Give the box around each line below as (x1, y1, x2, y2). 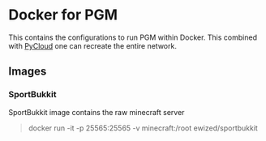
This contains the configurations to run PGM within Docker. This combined (8, 32, 258, 42)
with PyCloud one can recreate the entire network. (8, 41, 177, 50)
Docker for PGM (8, 6, 118, 24)
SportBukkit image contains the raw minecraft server (8, 107, 185, 117)
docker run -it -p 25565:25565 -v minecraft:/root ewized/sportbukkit (28, 123, 258, 133)
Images (8, 65, 47, 79)
